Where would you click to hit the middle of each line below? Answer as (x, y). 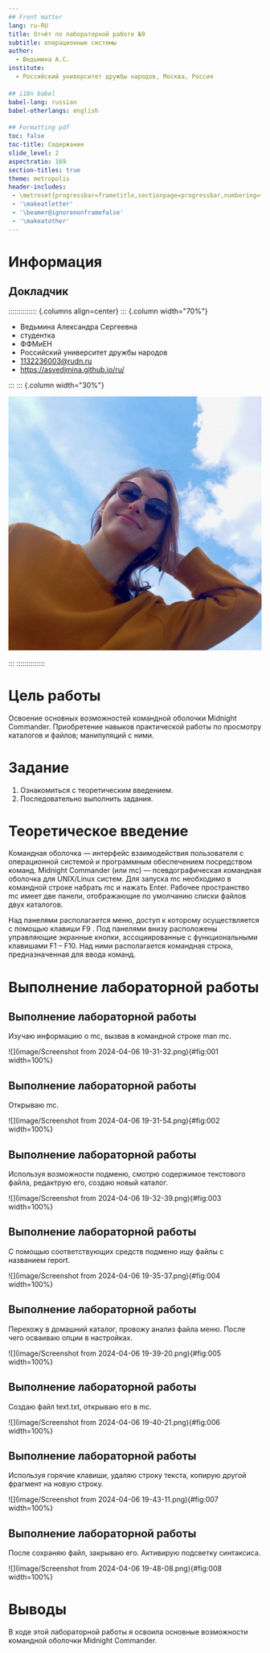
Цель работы (55, 695)
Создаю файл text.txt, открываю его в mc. (80, 1406)
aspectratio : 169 (37, 161)
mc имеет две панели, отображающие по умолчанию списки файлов (127, 896)
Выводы (37, 1610)
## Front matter (35, 17)
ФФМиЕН (36, 343)
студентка (37, 335)
